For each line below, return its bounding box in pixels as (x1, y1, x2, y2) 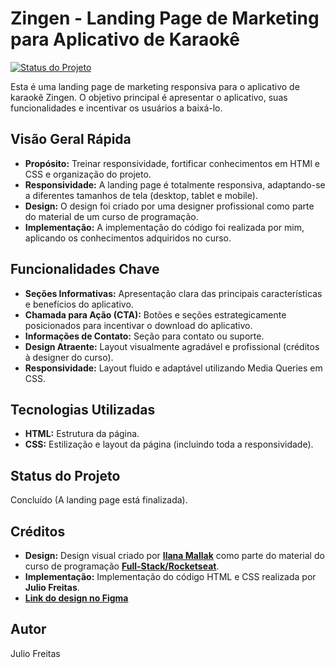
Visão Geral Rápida (10, 131, 132, 148)
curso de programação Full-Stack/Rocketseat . (24, 560, 220, 572)
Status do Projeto (10, 467, 121, 484)
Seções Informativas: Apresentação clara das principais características (24, 287, 323, 299)
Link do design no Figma (24, 592, 129, 604)
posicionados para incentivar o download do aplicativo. (24, 319, 253, 331)
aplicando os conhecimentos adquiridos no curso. (24, 232, 232, 244)
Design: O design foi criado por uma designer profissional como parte (24, 200, 315, 212)
